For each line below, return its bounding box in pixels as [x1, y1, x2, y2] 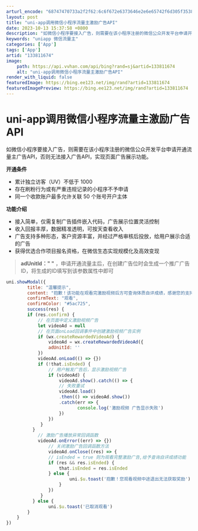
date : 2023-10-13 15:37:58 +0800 [6, 25, 88, 31]
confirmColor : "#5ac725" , [27, 301, 91, 307]
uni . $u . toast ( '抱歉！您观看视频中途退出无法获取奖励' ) [69, 476, 191, 482]
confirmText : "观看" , [27, 295, 78, 301]
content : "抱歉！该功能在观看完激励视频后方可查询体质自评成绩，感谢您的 [27, 290, 186, 296]
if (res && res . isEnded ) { [48, 460, 115, 466]
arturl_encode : [6, 8, 44, 15]
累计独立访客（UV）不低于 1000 [14, 178, 93, 185]
